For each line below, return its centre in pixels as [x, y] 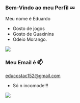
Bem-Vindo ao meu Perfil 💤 [40, 8]
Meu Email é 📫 [24, 63]
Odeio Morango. [30, 39]
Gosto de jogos [29, 29]
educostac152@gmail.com [33, 75]
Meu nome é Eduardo [28, 19]
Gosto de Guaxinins [33, 34]
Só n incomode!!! [30, 85]
